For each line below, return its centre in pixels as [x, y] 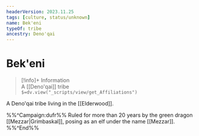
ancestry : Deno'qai [31, 34]
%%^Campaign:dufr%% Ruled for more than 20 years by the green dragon [99, 115]
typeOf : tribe [24, 28]
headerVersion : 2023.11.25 [40, 12]
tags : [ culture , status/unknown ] [48, 17]
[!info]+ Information [45, 80]
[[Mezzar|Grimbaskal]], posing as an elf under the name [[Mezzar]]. [90, 122]
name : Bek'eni [24, 23]
